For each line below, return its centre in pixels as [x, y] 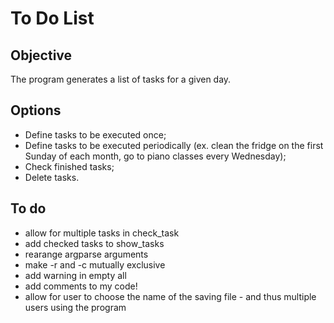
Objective [41, 55]
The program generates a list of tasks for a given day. [121, 79]
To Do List [52, 18]
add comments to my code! [81, 286]
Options [36, 110]
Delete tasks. [52, 177]
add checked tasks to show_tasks [94, 243]
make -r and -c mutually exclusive [95, 264]
